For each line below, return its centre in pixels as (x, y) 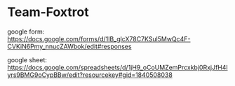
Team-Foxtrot (48, 12)
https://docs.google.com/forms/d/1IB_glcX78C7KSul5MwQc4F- (99, 38)
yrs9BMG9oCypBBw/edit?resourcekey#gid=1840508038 (90, 75)
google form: (26, 31)
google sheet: (27, 59)
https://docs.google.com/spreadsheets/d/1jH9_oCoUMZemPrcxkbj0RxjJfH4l (117, 67)
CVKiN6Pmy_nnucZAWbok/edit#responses (69, 46)
